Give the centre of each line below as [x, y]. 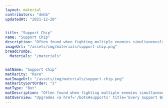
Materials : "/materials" [35, 56]
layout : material [23, 10]
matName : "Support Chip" [31, 69]
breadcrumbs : [19, 51]
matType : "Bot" [21, 88]
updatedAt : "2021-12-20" [31, 19]
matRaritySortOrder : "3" [31, 83]
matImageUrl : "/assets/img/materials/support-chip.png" [64, 79]
